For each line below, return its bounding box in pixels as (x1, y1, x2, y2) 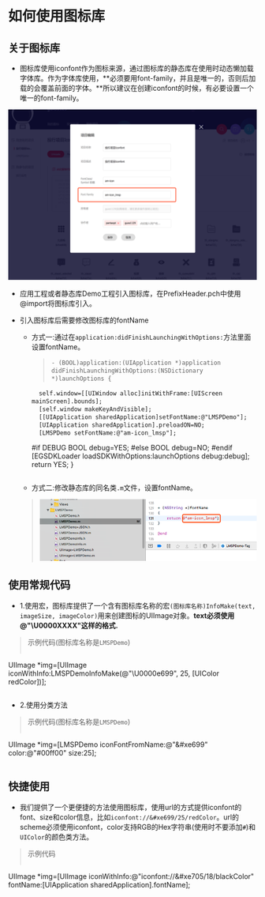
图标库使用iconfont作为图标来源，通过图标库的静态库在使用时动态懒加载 (19, 64, 254, 73)
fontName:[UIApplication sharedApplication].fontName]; (8, 880, 191, 889)
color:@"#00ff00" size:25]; (8, 748, 97, 757)
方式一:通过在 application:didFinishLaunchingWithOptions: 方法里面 (31, 332, 252, 341)
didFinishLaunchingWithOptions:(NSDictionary (50, 367, 203, 375)
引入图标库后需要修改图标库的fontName (19, 315, 149, 325)
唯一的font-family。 (19, 93, 84, 103)
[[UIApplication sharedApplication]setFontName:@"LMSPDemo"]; (38, 413, 248, 421)
